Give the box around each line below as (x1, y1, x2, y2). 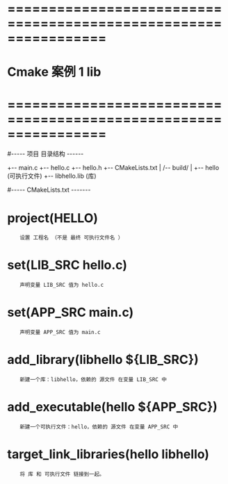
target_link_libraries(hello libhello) (7, 447, 210, 462)
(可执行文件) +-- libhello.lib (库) (7, 172, 97, 181)
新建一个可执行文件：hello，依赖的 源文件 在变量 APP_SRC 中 (19, 424, 179, 431)
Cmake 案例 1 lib (7, 64, 101, 80)
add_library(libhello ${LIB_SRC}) (7, 352, 199, 368)
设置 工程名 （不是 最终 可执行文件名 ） (19, 234, 124, 242)
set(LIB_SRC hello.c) (7, 258, 127, 273)
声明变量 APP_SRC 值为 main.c (19, 329, 101, 336)
